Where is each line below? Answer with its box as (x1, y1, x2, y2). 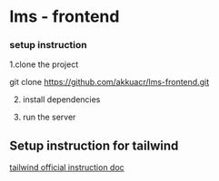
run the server (22, 111, 76, 123)
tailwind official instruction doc (9, 162, 124, 173)
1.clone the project (9, 59, 79, 70)
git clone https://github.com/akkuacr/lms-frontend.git (9, 77, 210, 88)
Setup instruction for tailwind (9, 138, 179, 153)
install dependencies (22, 94, 101, 105)
